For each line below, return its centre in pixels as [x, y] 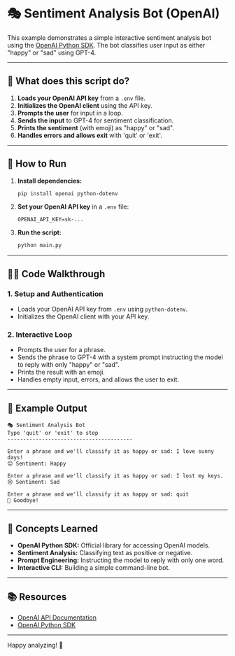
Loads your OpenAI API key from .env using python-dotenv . [102, 309]
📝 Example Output [47, 408]
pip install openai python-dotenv [67, 193]
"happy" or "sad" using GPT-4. [52, 53]
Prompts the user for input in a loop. [70, 113]
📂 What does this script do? [69, 81]
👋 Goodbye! [23, 501]
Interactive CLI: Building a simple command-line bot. [93, 567]
